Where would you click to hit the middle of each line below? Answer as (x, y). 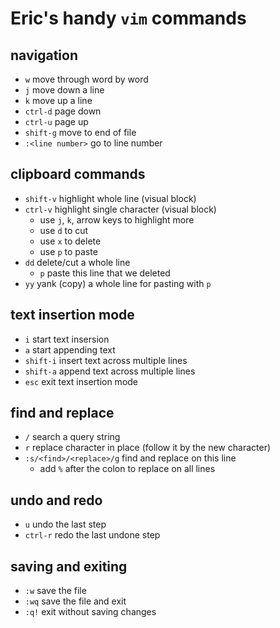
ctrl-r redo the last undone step (92, 535)
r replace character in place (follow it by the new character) (148, 448)
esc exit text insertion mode (81, 381)
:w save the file (55, 591)
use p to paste (68, 251)
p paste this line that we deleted (105, 273)
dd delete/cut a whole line (77, 262)
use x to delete (70, 241)
